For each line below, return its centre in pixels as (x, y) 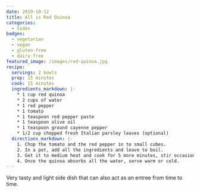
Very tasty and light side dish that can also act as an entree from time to (94, 178)
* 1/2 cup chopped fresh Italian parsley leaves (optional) (93, 133)
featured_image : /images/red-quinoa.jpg (57, 61)
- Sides (21, 28)
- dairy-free (28, 56)
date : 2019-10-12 (28, 12)
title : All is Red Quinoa (38, 17)
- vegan (21, 45)
